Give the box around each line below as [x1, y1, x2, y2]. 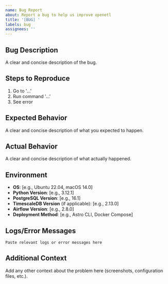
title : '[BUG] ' [5, 17, 40, 22]
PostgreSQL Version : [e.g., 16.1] [12, 195, 81, 201]
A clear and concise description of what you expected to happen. [5, 127, 144, 134]
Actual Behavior [5, 142, 58, 150]
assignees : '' [5, 27, 36, 32]
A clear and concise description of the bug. [5, 59, 97, 65]
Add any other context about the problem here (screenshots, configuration [5, 268, 163, 274]
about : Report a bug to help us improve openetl [5, 12, 111, 17]
